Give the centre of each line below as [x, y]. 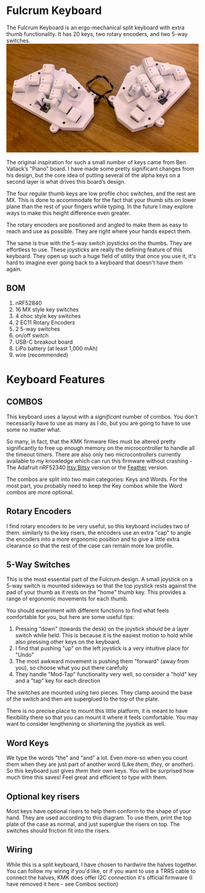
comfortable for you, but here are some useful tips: [70, 617]
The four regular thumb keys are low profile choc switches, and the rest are [101, 193]
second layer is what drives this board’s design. [66, 181]
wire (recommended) [41, 355]
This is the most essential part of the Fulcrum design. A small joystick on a [100, 579]
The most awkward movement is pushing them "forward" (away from [102, 661]
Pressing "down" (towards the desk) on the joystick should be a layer [102, 629]
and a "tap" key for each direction [58, 681]
